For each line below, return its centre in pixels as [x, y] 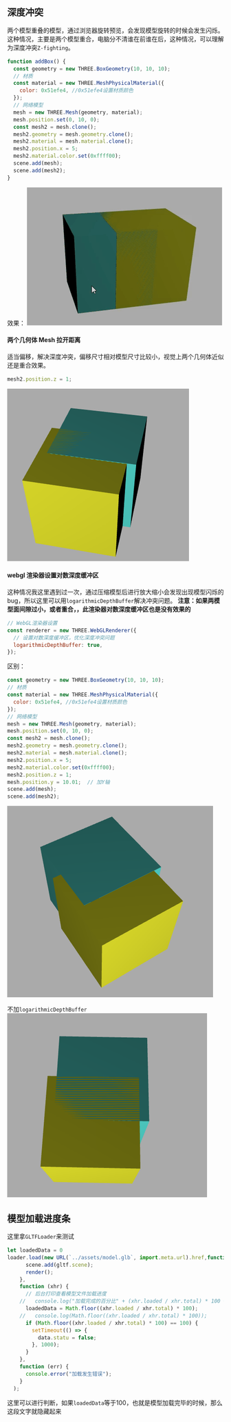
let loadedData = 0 [35, 1250]
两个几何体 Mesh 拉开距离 [44, 340]
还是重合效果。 [28, 365]
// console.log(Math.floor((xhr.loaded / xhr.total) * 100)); [113, 1316]
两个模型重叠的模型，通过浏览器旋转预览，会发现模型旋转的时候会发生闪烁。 [115, 30]
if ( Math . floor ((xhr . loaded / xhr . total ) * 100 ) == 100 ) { [112, 1323]
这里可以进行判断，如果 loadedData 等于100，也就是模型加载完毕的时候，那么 [115, 1403]
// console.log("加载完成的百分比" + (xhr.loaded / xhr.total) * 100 [120, 1301]
